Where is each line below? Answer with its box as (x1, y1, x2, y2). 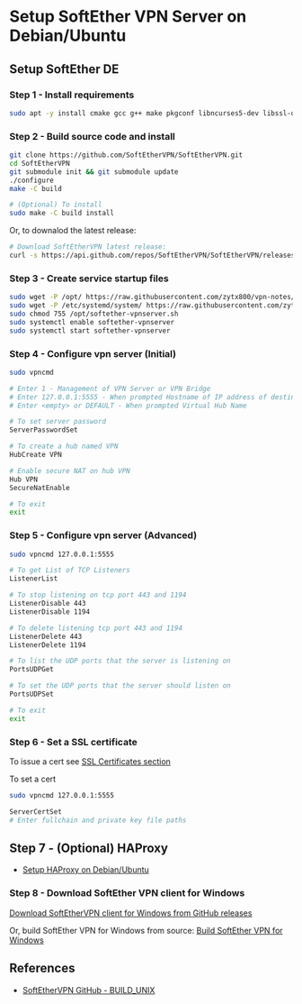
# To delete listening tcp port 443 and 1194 (9, 624, 182, 633)
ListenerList (9, 574, 58, 583)
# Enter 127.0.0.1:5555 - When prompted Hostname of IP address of (9, 392, 268, 402)
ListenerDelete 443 (9, 632, 83, 641)
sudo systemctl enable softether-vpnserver (9, 317, 175, 326)
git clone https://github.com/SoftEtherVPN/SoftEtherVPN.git (9, 151, 244, 160)
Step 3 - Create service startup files (9, 272, 169, 285)
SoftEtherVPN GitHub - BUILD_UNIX (22, 984, 155, 995)
